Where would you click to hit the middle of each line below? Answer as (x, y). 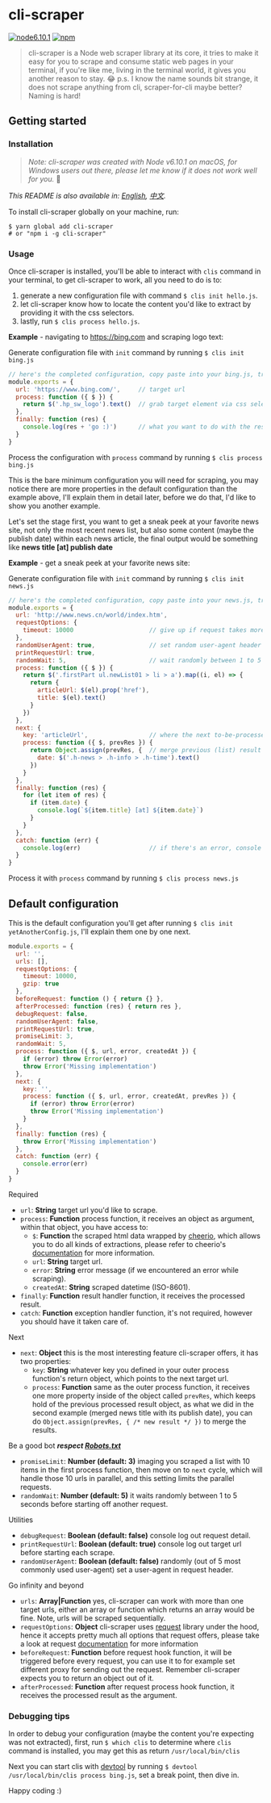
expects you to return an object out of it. (87, 1678)
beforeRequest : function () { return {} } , (90, 999)
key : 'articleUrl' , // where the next (117, 735)
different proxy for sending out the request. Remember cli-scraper (130, 1669)
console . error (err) (56, 1164)
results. (44, 1429)
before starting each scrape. (67, 1552)
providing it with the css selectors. (77, 312)
